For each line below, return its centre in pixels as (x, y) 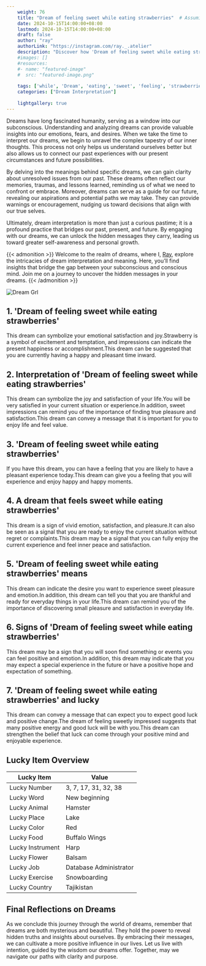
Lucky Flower (29, 857)
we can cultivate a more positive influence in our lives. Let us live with (94, 943)
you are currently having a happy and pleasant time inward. (81, 355)
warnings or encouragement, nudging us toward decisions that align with (99, 204)
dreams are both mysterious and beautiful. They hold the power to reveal (98, 930)
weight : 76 (31, 12)
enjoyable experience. (34, 741)
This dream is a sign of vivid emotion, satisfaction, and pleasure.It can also (101, 525)
